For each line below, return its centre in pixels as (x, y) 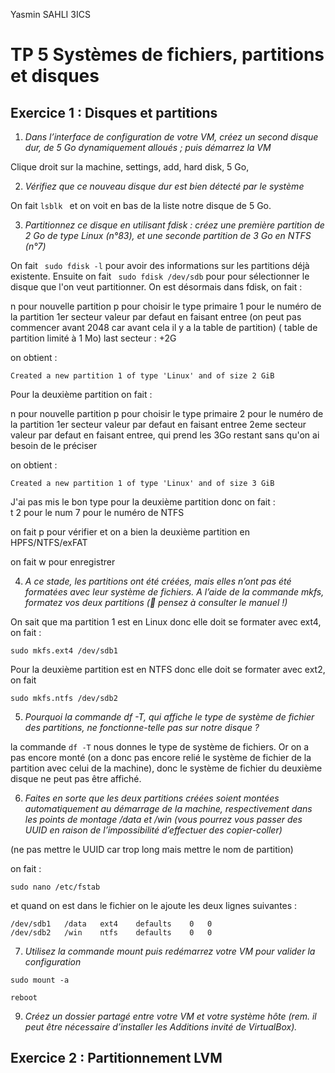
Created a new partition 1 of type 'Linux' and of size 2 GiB (142, 376)
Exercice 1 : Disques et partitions (114, 112)
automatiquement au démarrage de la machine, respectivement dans (168, 808)
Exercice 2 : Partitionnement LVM (116, 1058)
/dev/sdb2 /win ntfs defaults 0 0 (111, 933)
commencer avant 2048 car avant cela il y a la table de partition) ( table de (164, 327)
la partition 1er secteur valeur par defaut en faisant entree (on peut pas (156, 317)
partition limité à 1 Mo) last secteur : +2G (93, 338)
